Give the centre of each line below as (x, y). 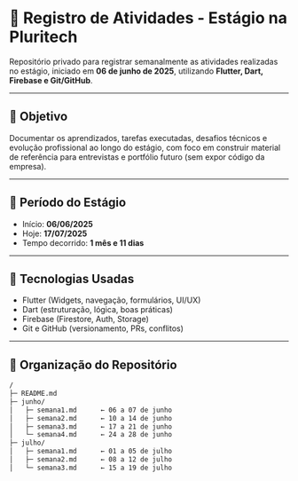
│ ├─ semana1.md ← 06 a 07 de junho (91, 410)
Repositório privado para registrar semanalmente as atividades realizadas (144, 61)
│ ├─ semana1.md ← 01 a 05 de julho (91, 452)
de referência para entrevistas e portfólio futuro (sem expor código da (137, 157)
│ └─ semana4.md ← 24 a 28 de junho (91, 435)
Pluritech (43, 37)
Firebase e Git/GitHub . (51, 80)
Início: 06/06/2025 (57, 224)
